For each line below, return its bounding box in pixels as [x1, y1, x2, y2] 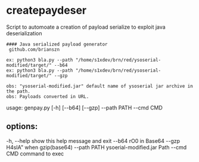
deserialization [6, 29, 42, 36]
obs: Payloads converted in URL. [6, 93, 89, 99]
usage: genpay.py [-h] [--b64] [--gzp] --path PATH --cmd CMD [6, 104, 163, 111]
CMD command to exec [6, 150, 64, 157]
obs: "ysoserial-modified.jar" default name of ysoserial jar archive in [6, 83, 194, 89]
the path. [6, 88, 31, 94]
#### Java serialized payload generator [6, 41, 108, 47]
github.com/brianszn [8, 46, 60, 53]
